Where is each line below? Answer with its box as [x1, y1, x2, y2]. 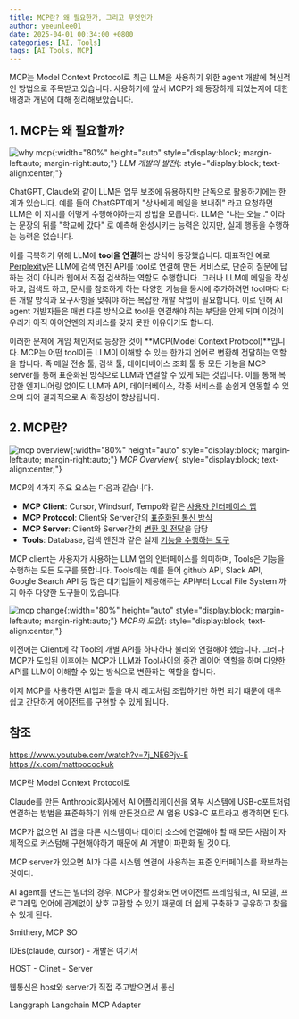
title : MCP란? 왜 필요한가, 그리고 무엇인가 [9, 13, 154, 22]
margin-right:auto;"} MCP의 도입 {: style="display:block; [44, 615, 247, 626]
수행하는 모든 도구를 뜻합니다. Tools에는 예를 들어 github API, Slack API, [9, 564, 263, 575]
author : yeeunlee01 [9, 21, 82, 30]
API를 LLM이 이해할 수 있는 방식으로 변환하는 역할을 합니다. [9, 666, 216, 677]
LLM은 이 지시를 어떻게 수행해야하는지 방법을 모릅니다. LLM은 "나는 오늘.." [9, 208, 270, 219]
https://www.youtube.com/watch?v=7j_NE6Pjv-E [9, 749, 189, 760]
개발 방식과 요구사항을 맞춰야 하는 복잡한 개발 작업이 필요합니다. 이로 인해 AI [18, 294, 283, 305]
